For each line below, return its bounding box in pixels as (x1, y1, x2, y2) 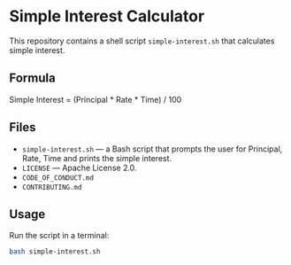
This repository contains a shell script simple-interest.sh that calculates (9, 35, 275, 46)
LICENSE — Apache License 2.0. (21, 162, 137, 173)
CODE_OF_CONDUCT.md (21, 173, 95, 183)
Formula (9, 71, 56, 86)
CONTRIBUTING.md (21, 183, 82, 191)
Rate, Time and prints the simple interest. (21, 152, 172, 163)
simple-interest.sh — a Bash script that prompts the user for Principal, (21, 144, 283, 154)
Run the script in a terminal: (9, 230, 110, 241)
